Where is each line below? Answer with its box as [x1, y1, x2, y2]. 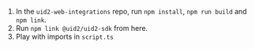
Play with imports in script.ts [15, 32, 114, 41]
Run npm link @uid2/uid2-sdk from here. [15, 24, 148, 32]
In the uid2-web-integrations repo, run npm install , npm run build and [15, 7, 247, 16]
